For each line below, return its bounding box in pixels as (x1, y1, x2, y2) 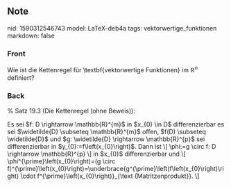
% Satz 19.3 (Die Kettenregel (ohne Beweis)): (7, 107, 135, 115)
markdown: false (7, 31, 55, 40)
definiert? (7, 73, 35, 82)
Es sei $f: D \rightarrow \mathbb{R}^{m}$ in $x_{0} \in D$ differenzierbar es (7, 120, 225, 129)
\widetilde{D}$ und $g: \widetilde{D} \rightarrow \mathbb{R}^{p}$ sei (7, 135, 205, 143)
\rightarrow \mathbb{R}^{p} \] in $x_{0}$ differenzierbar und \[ (7, 149, 186, 158)
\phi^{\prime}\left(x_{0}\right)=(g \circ (7, 157, 116, 165)
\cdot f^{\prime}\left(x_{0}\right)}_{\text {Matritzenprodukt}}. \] (20, 172, 200, 180)
